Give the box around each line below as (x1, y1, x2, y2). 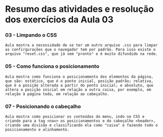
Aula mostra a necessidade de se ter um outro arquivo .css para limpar (5, 43, 158, 48)
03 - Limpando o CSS (5, 32, 57, 39)
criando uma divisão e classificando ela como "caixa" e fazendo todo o (5, 123, 158, 128)
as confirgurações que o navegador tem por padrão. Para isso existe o (5, 47, 156, 52)
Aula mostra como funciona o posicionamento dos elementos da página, (5, 74, 154, 79)
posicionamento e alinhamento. (5, 127, 70, 132)
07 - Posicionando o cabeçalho (5, 103, 81, 110)
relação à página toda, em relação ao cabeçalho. (5, 91, 110, 96)
